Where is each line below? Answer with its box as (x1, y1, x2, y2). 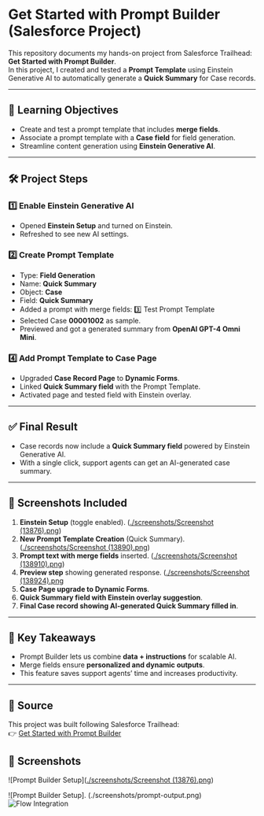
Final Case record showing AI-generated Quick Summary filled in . (19, 600, 238, 611)
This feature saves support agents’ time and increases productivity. (19, 669, 238, 678)
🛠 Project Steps (8, 172, 89, 186)
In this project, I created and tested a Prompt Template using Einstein (8, 65, 233, 74)
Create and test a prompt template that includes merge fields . (19, 124, 221, 134)
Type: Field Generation (19, 270, 96, 280)
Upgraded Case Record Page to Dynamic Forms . (19, 374, 180, 383)
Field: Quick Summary (19, 295, 93, 305)
